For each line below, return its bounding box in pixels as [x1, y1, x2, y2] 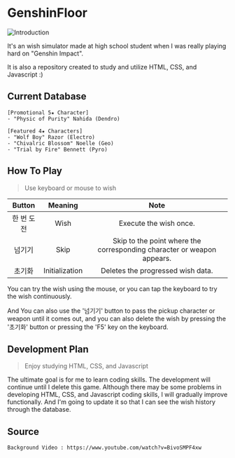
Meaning [48, 200, 78, 210]
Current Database [7, 90, 87, 102]
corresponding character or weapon [97, 244, 217, 254]
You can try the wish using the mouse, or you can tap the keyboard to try [7, 284, 218, 292]
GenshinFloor [7, 5, 88, 21]
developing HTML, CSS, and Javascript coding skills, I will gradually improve [7, 391, 228, 399]
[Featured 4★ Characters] [7, 128, 83, 135]
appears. [142, 253, 172, 263]
